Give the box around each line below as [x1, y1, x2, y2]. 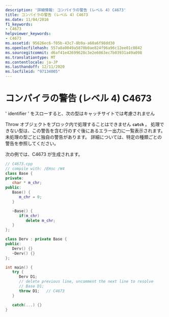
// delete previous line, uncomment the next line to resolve [18, 279, 154, 284]
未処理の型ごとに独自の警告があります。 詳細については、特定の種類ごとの [5, 134, 162, 140]
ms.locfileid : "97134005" [5, 69, 60, 74]
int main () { [5, 265, 33, 270]
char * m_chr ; [12, 180, 42, 186]
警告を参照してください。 [5, 140, 59, 146]
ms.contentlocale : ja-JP [5, 60, 58, 65]
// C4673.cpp [5, 161, 33, 166]
